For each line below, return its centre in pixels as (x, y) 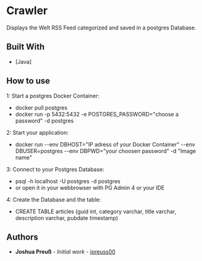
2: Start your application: (37, 132)
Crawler (27, 11)
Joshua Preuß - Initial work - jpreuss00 (65, 252)
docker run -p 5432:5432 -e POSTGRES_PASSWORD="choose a (97, 114)
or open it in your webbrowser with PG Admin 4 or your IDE (90, 187)
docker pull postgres (41, 107)
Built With (25, 47)
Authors (22, 237)
